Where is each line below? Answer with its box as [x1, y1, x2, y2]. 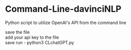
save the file [5, 29, 30, 35]
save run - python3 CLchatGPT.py [5, 39, 75, 45]
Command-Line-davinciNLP [5, 3, 122, 15]
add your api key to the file [5, 34, 59, 40]
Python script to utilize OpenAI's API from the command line [5, 20, 127, 25]
